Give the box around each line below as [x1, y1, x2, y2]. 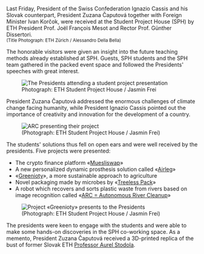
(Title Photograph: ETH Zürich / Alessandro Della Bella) [6, 37, 121, 43]
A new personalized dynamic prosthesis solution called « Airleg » [15, 165, 176, 173]
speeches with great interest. [6, 68, 80, 74]
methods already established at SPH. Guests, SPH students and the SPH [6, 54, 188, 62]
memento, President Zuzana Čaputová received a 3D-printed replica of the [6, 234, 194, 242]
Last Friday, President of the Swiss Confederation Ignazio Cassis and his [6, 5, 188, 12]
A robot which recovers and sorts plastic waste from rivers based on [15, 185, 188, 192]
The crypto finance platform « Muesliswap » [15, 159, 124, 166]
